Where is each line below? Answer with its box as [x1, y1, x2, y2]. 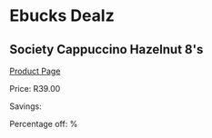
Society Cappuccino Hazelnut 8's [9, 42, 204, 57]
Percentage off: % [9, 119, 78, 129]
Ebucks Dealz [9, 5, 116, 26]
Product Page [9, 65, 61, 76]
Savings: [9, 101, 43, 112]
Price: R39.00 [9, 84, 61, 94]
